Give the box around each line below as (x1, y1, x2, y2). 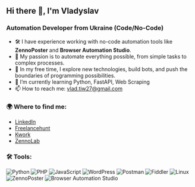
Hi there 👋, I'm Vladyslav (6, 6, 99, 16)
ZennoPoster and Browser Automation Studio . (14, 46, 132, 54)
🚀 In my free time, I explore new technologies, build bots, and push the (14, 65, 188, 72)
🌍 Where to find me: (6, 102, 67, 111)
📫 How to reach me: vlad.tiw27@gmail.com (14, 85, 123, 92)
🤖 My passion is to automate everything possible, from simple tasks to (14, 53, 187, 60)
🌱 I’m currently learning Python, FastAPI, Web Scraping (14, 78, 150, 85)
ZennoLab (14, 137, 40, 144)
